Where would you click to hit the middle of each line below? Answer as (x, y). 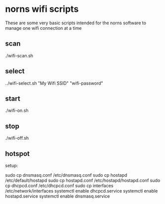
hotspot (18, 154)
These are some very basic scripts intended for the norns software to (76, 23)
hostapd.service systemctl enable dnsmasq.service (58, 196)
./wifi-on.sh (17, 110)
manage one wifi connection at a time (43, 28)
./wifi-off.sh (17, 138)
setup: (12, 165)
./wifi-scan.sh (19, 55)
